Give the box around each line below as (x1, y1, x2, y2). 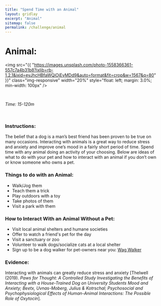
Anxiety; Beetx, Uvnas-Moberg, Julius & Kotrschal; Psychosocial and (5, 285, 144, 291)
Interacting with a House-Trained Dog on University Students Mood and (5, 280, 148, 286)
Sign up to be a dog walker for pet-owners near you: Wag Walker (12, 246, 142, 252)
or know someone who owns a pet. (5, 159, 75, 165)
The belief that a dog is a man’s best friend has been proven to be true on (5, 134, 151, 139)
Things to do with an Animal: (5, 171, 74, 178)
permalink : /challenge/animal (5, 25, 66, 30)
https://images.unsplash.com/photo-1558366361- (34, 62, 133, 68)
